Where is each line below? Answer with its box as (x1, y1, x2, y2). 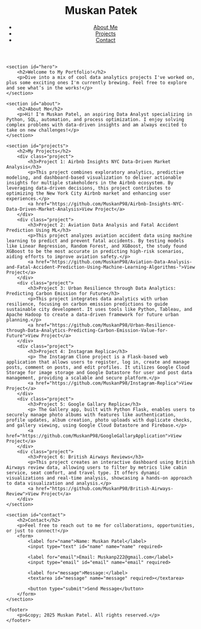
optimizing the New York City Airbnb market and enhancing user (6, 190, 171, 196)
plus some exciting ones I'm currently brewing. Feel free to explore (6, 80, 187, 86)
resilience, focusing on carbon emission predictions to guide (6, 301, 169, 307)
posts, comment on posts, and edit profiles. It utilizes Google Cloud (6, 364, 190, 371)
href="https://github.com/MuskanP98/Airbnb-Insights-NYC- (36, 201, 185, 207)
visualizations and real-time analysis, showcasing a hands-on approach (6, 475, 193, 481)
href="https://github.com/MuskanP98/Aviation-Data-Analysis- (36, 258, 193, 265)
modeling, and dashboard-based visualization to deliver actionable (6, 174, 182, 181)
